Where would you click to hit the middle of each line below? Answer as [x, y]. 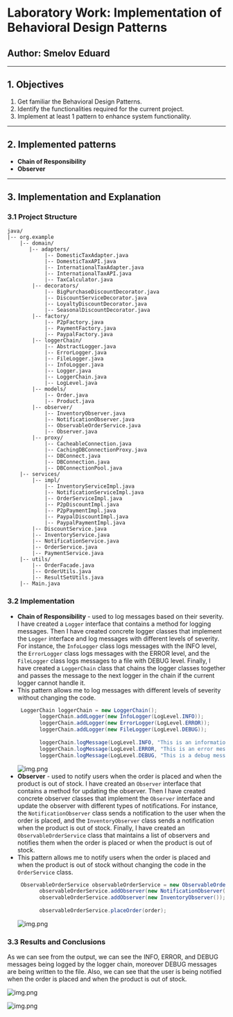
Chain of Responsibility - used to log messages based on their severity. [120, 616]
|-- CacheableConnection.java [88, 444]
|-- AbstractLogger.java [80, 347]
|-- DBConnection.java [77, 462]
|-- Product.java [69, 402]
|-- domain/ [37, 243]
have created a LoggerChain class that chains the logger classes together [121, 668]
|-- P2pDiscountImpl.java [81, 505]
